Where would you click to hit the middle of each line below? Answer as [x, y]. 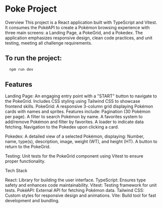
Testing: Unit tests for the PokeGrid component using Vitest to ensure [74, 156]
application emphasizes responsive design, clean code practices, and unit [79, 38]
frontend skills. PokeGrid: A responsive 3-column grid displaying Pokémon [79, 106]
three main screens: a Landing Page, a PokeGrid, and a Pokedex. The [74, 32]
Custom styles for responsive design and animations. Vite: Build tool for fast [81, 195]
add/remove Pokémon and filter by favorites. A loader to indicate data [74, 122]
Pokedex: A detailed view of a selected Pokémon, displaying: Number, [75, 136]
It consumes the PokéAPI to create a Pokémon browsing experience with [77, 27]
